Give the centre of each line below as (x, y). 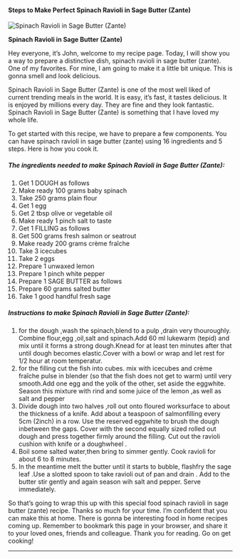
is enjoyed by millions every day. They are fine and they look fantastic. (111, 105)
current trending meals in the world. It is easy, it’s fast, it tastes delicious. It (118, 97)
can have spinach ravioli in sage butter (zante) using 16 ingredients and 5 (115, 142)
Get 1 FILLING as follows (54, 228)
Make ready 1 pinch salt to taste (65, 221)
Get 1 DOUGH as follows (54, 183)
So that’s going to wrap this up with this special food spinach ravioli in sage (118, 503)
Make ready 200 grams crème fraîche (74, 244)
